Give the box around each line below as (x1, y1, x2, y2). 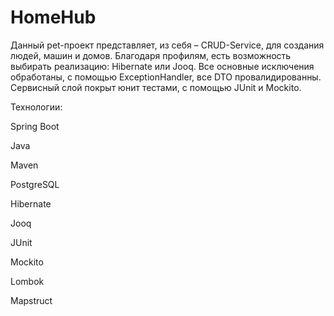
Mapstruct (10, 294, 53, 306)
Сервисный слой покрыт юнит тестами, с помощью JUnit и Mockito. (10, 81, 302, 93)
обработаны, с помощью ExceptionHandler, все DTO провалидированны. (10, 71, 322, 83)
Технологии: (10, 101, 63, 113)
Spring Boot (10, 120, 60, 132)
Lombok (10, 275, 45, 287)
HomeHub (10, 6, 97, 29)
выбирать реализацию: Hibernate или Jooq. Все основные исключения (10, 60, 315, 72)
